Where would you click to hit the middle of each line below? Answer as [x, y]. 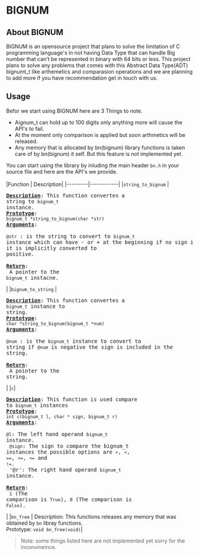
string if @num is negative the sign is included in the [90, 347]
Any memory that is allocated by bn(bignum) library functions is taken [100, 147]
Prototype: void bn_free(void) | [44, 529]
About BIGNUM [35, 32]
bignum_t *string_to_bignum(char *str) [55, 219]
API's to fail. [29, 129]
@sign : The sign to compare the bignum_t [69, 446]
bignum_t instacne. [33, 277]
